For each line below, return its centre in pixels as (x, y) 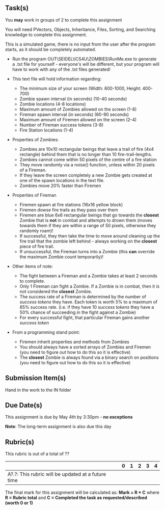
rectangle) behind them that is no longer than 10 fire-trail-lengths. (86, 154)
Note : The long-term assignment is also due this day (58, 427)
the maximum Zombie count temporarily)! (61, 257)
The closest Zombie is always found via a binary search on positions (89, 357)
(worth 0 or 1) (19, 503)
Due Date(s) (24, 405)
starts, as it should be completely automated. (51, 49)
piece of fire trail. (37, 246)
